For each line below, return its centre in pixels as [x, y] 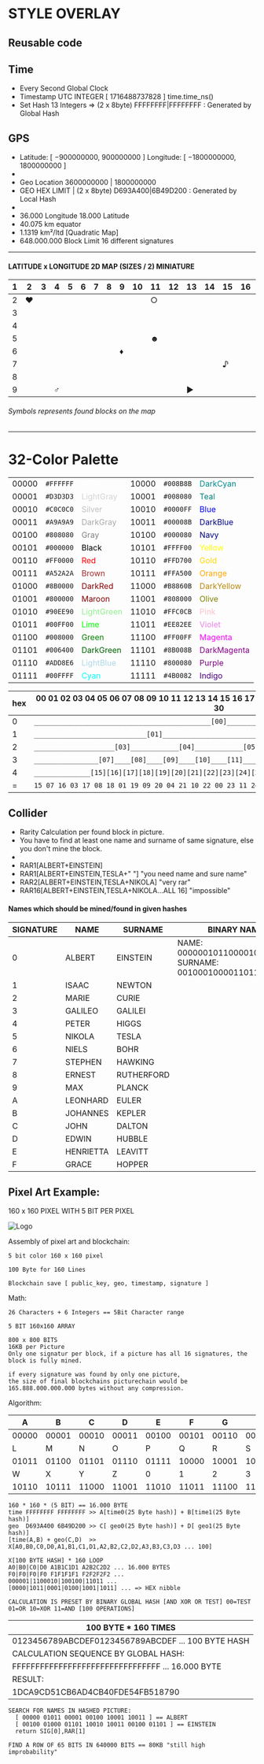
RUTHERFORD [143, 1074]
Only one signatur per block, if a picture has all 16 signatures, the [128, 1354]
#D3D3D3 [60, 496]
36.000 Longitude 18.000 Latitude [74, 216]
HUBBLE [132, 1139]
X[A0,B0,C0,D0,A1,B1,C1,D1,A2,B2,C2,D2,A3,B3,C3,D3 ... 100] [110, 1547]
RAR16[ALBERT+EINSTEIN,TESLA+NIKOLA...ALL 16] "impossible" [125, 891]
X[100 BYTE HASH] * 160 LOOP [56, 1561]
